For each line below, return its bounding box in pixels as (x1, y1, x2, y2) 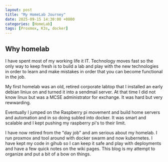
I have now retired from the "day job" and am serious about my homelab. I (5, 129, 157, 135)
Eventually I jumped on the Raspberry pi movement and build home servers (5, 109, 160, 115)
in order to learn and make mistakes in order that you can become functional (5, 68, 163, 74)
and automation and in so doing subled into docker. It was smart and (5, 114, 146, 120)
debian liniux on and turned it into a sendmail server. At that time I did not (5, 89, 156, 95)
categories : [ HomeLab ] (5, 21, 52, 27)
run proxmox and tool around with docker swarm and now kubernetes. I (5, 135, 153, 141)
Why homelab (5, 45, 49, 53)
